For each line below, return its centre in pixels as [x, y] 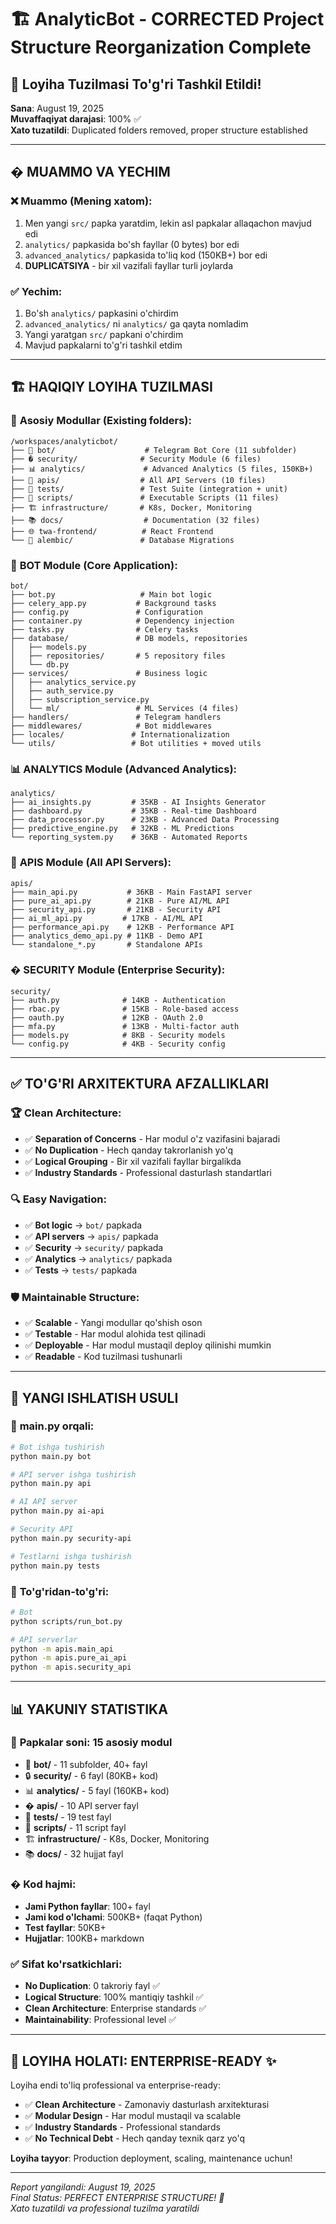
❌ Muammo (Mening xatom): [81, 201]
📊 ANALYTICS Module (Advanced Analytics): [124, 769]
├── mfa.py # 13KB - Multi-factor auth [125, 1026]
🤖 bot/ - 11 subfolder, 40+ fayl [86, 1764]
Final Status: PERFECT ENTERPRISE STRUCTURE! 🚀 [117, 2198]
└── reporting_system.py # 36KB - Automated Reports [129, 837]
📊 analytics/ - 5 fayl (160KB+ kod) [97, 1790]
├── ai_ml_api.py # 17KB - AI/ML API [106, 918]
